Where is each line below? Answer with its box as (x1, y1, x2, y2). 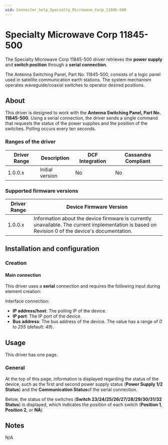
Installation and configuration (5, 244, 99, 253)
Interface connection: (5, 298, 49, 304)
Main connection (5, 272, 41, 278)
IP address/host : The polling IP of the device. (12, 308, 106, 314)
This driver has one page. (5, 352, 58, 358)
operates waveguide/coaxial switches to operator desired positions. (5, 82, 145, 88)
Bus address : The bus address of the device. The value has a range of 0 (12, 319, 162, 325)
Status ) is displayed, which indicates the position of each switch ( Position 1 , (5, 401, 162, 407)
